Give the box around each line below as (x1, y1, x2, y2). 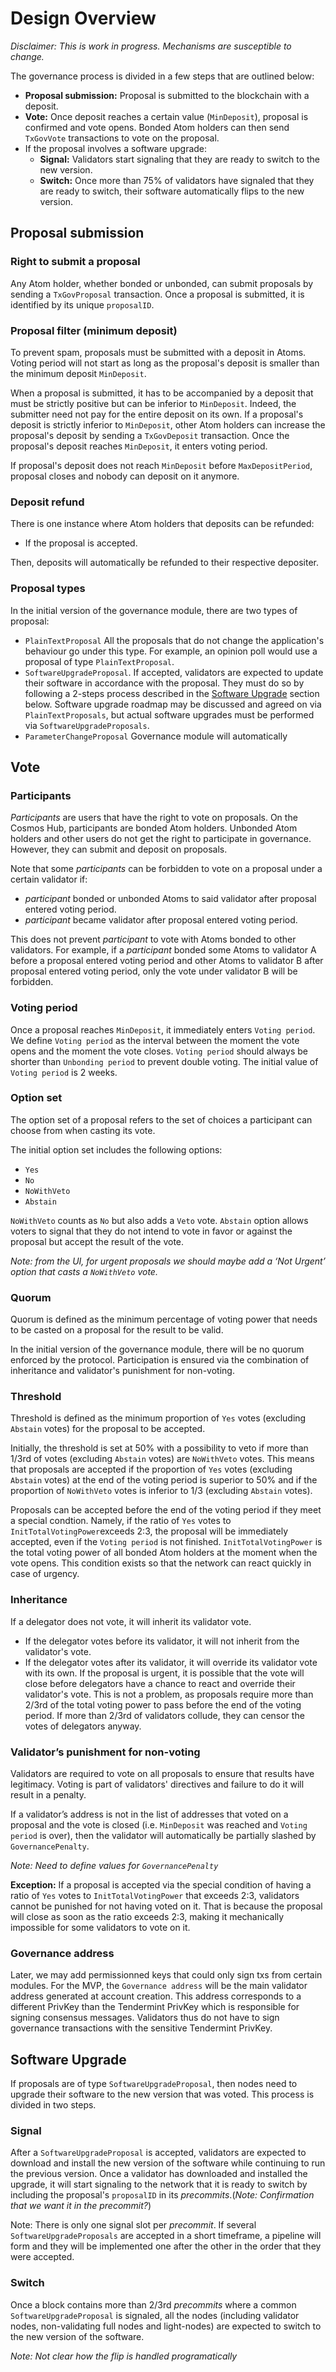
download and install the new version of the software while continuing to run (10, 2157, 326, 2169)
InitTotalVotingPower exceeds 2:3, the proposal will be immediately (10, 1525, 289, 1537)
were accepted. (10, 2251, 75, 2263)
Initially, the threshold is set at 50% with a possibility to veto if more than (10, 1442, 309, 1454)
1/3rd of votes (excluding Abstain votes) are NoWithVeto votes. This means (10, 1453, 315, 1465)
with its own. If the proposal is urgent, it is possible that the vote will (24, 1667, 305, 1679)
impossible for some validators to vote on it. (10, 1921, 191, 1933)
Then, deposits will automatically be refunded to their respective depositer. (10, 557, 320, 569)
